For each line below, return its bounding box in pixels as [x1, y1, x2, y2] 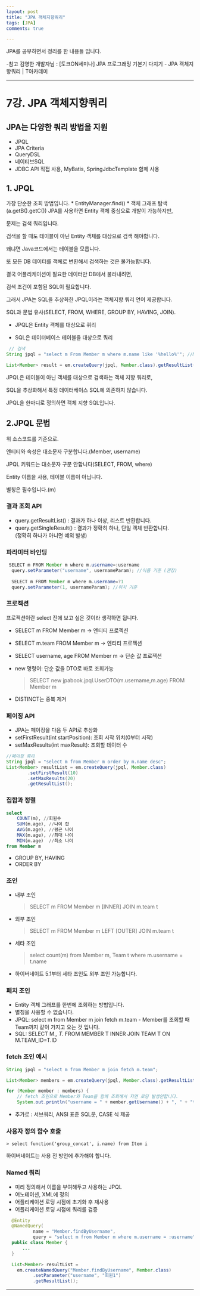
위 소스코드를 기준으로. [6, 435, 59, 442]
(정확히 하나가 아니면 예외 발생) [14, 531, 87, 539]
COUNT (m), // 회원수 [17, 815, 61, 822]
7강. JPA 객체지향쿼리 [6, 97, 108, 110]
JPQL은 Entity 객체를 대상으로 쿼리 [14, 321, 96, 329]
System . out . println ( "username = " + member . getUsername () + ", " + [17, 1099, 188, 1105]
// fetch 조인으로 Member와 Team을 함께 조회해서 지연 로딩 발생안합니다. [17, 1094, 179, 1100]
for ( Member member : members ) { [6, 1088, 89, 1094]
